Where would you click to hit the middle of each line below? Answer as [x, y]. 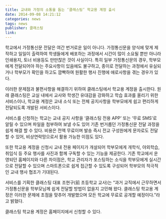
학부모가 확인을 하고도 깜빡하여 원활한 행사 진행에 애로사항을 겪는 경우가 [84, 72]
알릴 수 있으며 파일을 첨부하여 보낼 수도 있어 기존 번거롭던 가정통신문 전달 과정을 [83, 124]
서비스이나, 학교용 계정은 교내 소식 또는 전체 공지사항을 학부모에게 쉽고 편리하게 [82, 101]
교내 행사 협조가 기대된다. [35, 172]
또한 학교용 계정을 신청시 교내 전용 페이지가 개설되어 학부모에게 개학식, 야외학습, [83, 147]
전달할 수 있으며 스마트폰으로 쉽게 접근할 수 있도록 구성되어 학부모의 [80, 166]
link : [11, 33]
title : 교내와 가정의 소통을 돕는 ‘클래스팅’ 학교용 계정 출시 [60, 10]
